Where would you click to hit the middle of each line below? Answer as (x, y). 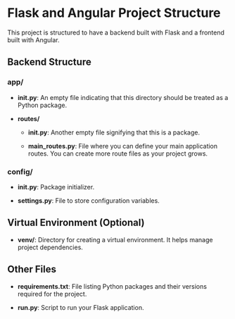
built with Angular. (33, 39)
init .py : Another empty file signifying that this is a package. (114, 132)
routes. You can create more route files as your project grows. (118, 154)
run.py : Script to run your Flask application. (81, 307)
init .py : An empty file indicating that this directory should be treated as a (123, 97)
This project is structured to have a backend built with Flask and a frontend (116, 32)
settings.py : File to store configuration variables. (88, 200)
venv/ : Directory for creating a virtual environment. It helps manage (115, 239)
